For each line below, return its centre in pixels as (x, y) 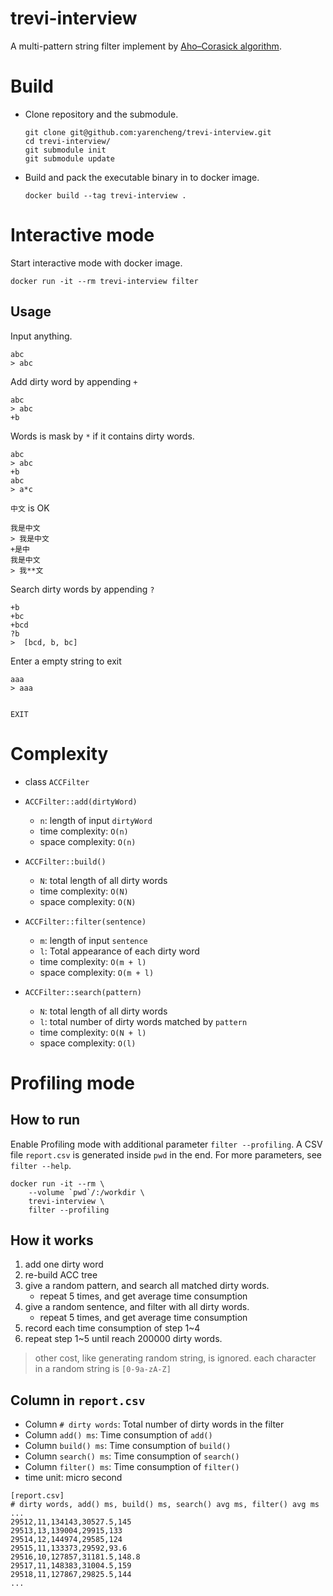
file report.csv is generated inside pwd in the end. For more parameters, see (166, 1154)
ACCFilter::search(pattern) (83, 992)
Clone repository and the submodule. (101, 114)
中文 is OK (30, 508)
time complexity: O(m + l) (93, 961)
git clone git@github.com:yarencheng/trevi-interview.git (148, 132)
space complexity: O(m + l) (97, 972)
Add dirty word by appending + (74, 381)
